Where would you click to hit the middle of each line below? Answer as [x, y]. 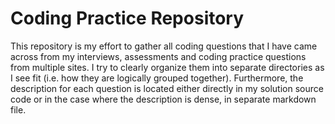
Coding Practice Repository [127, 18]
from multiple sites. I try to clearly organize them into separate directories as [167, 67]
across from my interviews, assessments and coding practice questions [158, 56]
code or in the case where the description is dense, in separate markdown [163, 99]
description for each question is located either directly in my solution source [167, 88]
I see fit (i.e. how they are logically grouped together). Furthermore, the [157, 78]
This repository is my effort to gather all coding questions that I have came [164, 46]
